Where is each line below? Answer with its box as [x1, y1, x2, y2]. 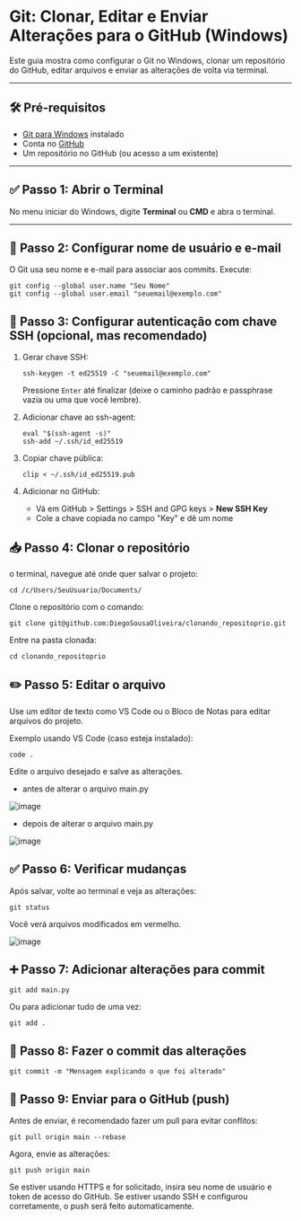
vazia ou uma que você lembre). [21, 394, 142, 405]
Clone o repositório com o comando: [9, 602, 145, 612]
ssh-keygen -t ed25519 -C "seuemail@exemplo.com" [21, 369, 212, 378]
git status [9, 903, 50, 912]
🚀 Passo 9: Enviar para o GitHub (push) [9, 1092, 230, 1107]
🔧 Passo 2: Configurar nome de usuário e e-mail [9, 240, 282, 255]
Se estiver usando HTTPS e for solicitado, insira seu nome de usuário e [9, 1181, 272, 1192]
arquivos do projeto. [9, 715, 83, 726]
